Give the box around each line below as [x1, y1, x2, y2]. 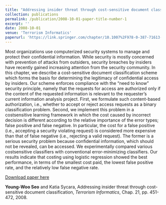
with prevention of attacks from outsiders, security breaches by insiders [5, 59, 152, 65]
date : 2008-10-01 [5, 26, 41, 31]
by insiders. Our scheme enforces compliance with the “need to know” [5, 80, 149, 86]
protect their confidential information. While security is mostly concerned [5, 54, 154, 60]
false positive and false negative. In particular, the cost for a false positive [5, 122, 155, 128]
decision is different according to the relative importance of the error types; [5, 117, 159, 123]
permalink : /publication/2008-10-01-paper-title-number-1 [5, 16, 127, 21]
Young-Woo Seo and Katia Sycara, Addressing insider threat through [5, 184, 146, 190]
